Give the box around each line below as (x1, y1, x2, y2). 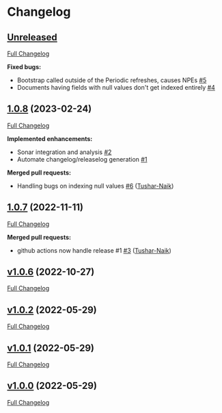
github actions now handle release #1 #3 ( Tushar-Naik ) (16, 246, 172, 254)
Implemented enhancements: (7, 134, 93, 142)
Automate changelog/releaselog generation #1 (16, 155, 148, 163)
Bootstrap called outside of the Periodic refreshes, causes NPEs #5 (16, 76, 207, 84)
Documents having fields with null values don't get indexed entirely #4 (16, 84, 215, 91)
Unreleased (7, 32, 58, 43)
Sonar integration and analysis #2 (16, 148, 112, 156)
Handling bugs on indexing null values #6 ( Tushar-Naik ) (16, 182, 174, 190)
